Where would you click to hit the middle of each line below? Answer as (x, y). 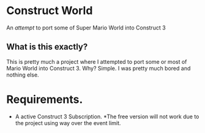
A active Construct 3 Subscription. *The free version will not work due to (107, 116)
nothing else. (23, 75)
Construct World (50, 11)
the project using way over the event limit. (68, 123)
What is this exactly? (47, 47)
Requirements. (45, 99)
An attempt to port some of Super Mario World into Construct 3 (86, 28)
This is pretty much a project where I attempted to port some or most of (97, 61)
